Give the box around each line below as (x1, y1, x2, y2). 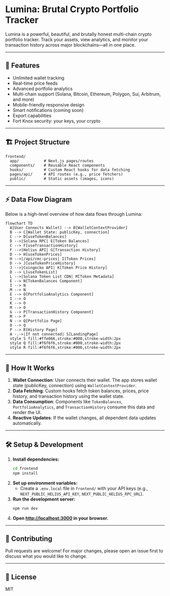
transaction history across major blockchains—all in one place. (5, 42, 136, 48)
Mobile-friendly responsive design (12, 101, 84, 107)
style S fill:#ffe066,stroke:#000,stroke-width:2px (10, 336, 121, 342)
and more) (12, 96, 34, 102)
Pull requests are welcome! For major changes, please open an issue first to (5, 548, 163, 554)
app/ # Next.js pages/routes (10, 158, 94, 163)
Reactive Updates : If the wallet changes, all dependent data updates (12, 415, 156, 421)
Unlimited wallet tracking (12, 74, 65, 81)
